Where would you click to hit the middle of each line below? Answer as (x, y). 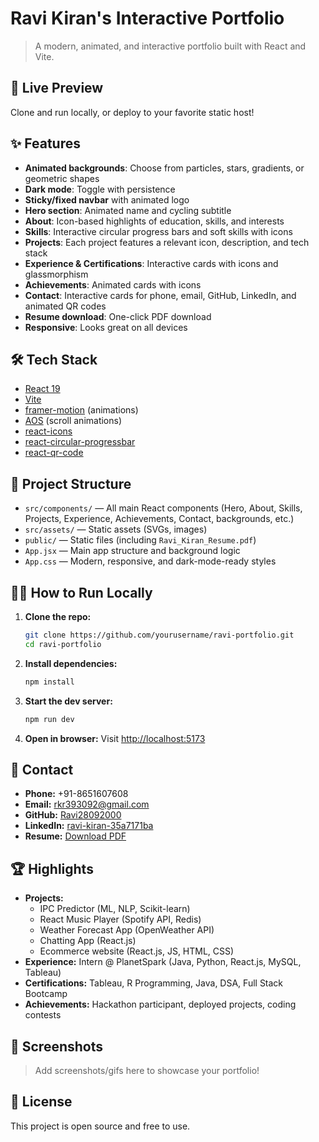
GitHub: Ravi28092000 (73, 815)
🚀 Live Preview (57, 88)
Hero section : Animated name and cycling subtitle (128, 210)
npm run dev (49, 719)
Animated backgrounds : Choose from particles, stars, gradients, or (164, 168)
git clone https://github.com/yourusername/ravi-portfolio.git (159, 635)
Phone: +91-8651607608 (76, 794)
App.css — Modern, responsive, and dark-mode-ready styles (150, 561)
